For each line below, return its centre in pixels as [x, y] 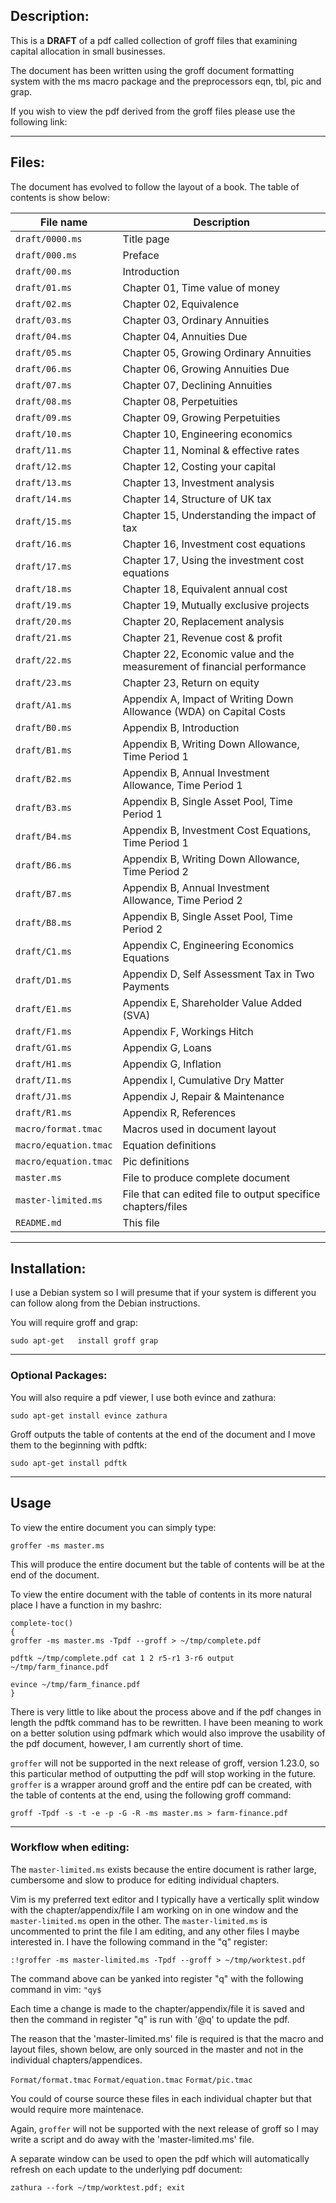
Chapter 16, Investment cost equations [214, 544]
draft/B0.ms [44, 727]
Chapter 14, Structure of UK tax [197, 499]
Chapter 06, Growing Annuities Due [206, 369]
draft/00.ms [44, 271]
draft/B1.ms [44, 750]
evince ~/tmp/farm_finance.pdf [75, 1684]
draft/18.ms [44, 588]
